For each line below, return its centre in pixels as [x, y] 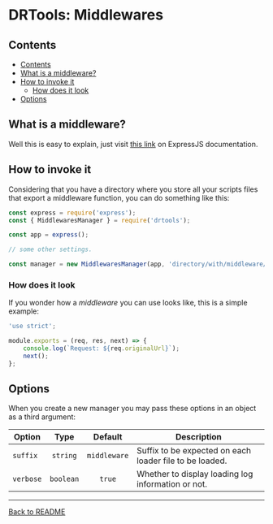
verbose [27, 479]
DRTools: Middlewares [86, 15]
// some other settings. [50, 249]
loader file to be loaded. [182, 461]
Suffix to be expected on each [194, 451]
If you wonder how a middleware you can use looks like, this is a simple [128, 303]
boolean [65, 479]
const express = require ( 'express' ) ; [72, 213]
